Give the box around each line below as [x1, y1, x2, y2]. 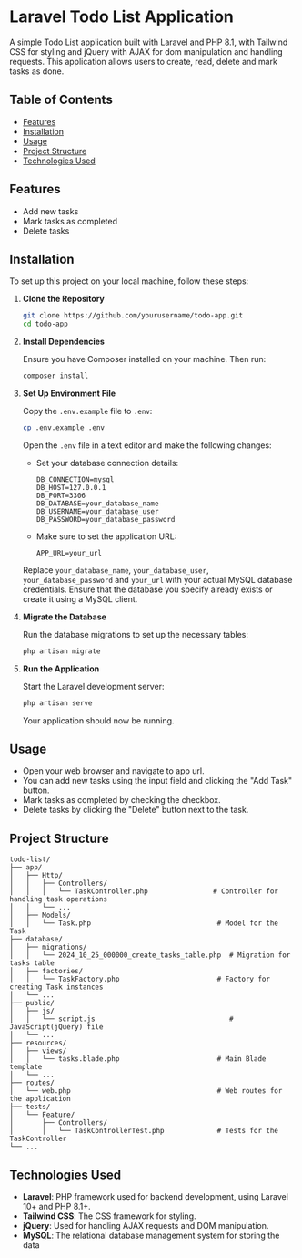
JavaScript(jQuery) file [9, 1023, 104, 1032]
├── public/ [9, 999, 55, 1008]
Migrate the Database [22, 611, 107, 622]
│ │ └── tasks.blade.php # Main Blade [9, 1055, 267, 1064]
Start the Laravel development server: [22, 681, 165, 691]
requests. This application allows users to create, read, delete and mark [9, 56, 277, 67]
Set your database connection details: [35, 457, 179, 468]
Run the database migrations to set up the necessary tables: [22, 629, 248, 639]
